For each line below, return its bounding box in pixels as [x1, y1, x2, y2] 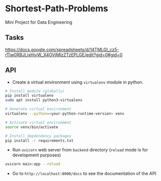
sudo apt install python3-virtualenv [5, 98, 83, 103]
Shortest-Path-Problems [5, 3, 108, 14]
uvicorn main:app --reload [5, 162, 61, 167]
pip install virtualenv [5, 93, 54, 98]
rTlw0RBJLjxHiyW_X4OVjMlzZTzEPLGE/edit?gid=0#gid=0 [5, 52, 123, 58]
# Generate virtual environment [5, 107, 71, 112]
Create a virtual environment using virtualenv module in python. [12, 79, 144, 85]
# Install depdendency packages [5, 133, 71, 138]
